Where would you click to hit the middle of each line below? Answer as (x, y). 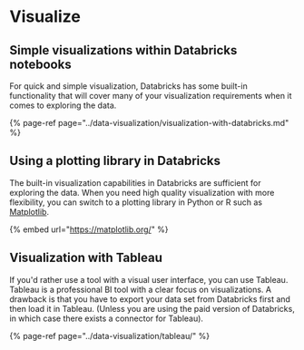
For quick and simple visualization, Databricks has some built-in (128, 86)
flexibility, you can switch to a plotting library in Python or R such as (136, 202)
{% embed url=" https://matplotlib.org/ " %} (89, 229)
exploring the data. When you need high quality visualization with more (142, 192)
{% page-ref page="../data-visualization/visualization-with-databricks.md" (149, 123)
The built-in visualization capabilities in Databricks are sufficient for (135, 182)
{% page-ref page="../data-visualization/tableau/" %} (110, 335)
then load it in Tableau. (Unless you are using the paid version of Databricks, (152, 308)
